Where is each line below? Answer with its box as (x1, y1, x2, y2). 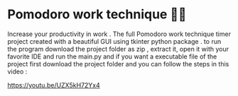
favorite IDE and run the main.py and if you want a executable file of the (7, 52, 217, 61)
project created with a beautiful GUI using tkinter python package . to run (7, 37, 222, 45)
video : (7, 67, 28, 76)
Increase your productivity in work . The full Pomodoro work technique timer (7, 30, 231, 38)
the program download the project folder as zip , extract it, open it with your (7, 44, 229, 53)
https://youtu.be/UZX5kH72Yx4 (7, 80, 101, 89)
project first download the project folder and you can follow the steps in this (7, 59, 229, 68)
